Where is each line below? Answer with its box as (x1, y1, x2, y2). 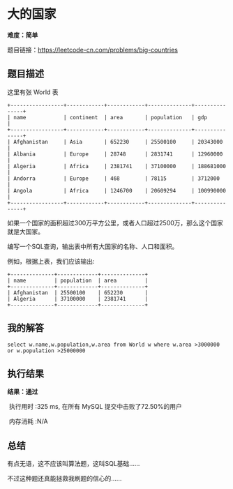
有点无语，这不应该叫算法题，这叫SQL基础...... (7, 460, 140, 468)
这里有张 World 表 (7, 88, 59, 96)
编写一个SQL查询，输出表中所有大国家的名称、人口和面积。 (7, 242, 179, 250)
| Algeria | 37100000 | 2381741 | (7, 295, 149, 302)
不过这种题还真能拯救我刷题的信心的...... (7, 474, 122, 483)
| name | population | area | (7, 277, 149, 284)
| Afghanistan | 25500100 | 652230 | (7, 289, 149, 296)
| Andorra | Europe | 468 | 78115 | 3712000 (7, 175, 220, 182)
